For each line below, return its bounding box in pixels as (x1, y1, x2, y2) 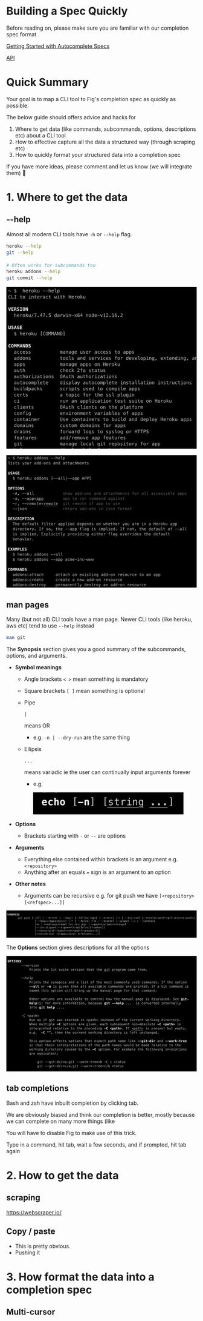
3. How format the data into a (6, 1270, 155, 1283)
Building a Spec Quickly (6, 4, 128, 18)
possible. (6, 102, 29, 109)
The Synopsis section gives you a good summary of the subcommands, (6, 645, 186, 652)
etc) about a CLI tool (14, 131, 66, 139)
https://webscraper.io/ (6, 1208, 62, 1216)
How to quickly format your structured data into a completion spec (14, 151, 181, 158)
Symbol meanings (14, 663, 62, 670)
